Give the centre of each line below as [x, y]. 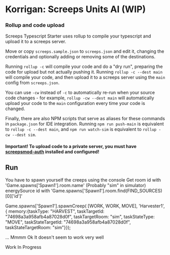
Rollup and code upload [35, 25]
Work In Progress [23, 247]
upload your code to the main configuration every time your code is [75, 103]
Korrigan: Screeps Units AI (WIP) [76, 9]
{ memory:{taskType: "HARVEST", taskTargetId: [55, 211]
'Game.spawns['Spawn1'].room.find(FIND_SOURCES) [107, 191]
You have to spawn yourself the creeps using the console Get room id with [83, 180]
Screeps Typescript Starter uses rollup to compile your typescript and [78, 36]
